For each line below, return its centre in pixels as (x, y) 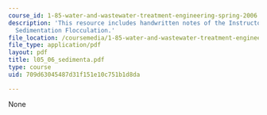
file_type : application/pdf (55, 45)
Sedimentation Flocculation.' (65, 30)
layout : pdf (28, 52)
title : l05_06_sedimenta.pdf (56, 60)
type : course (30, 67)
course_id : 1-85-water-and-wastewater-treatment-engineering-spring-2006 (133, 15)
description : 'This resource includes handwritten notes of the (117, 23)
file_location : (33, 38)
